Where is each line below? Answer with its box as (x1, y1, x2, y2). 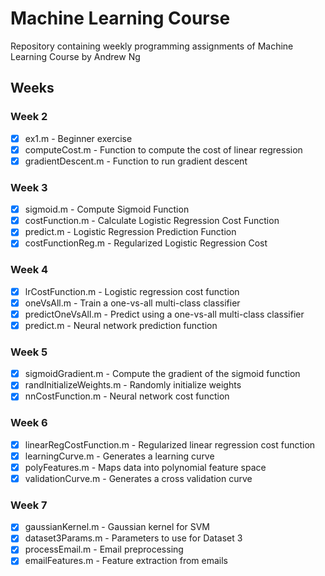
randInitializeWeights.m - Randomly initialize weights (24, 379, 242, 391)
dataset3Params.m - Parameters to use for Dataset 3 (24, 532, 243, 544)
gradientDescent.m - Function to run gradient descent (24, 155, 248, 167)
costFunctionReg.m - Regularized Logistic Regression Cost (24, 237, 268, 249)
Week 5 (10, 345, 48, 359)
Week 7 (10, 498, 48, 512)
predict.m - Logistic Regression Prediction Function (24, 226, 237, 238)
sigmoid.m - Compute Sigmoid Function (24, 203, 190, 216)
